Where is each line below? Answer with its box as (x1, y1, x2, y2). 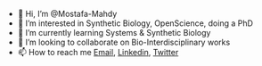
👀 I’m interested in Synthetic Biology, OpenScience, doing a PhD (17, 18, 254, 29)
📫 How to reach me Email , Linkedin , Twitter (17, 47, 179, 57)
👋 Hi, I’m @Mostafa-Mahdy (17, 9, 118, 19)
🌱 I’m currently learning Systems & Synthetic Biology (17, 28, 211, 37)
